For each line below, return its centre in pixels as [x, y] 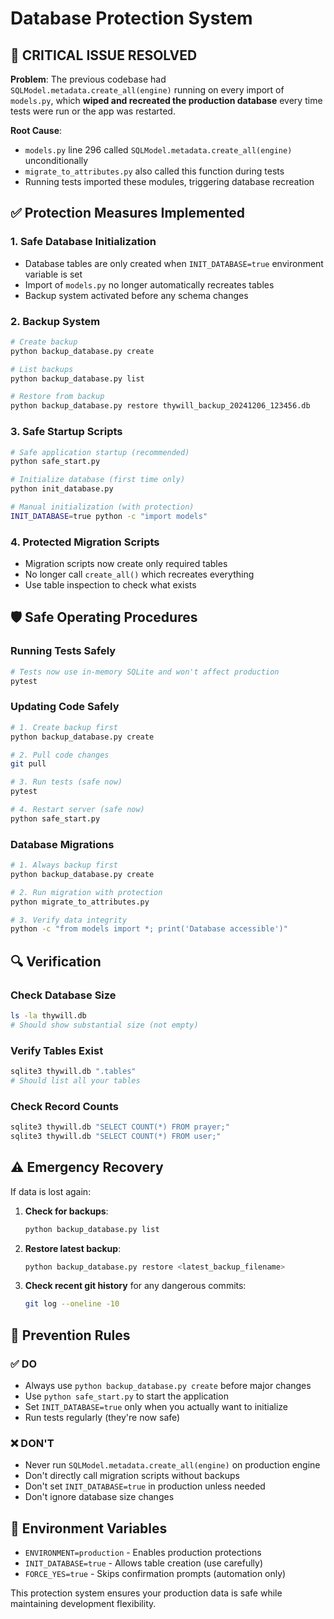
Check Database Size [63, 995]
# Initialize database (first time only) [98, 480]
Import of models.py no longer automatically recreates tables [149, 284]
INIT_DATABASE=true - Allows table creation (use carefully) [144, 1563]
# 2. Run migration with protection [86, 892]
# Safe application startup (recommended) [100, 452]
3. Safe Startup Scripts [66, 432]
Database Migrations [62, 844]
